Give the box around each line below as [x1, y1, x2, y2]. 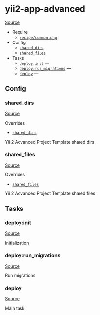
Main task [5, 305, 25, 311]
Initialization [5, 240, 29, 246]
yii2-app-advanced [5, 3, 85, 15]
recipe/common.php [19, 35, 57, 40]
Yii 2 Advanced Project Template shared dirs [5, 139, 95, 145]
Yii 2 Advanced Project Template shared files [5, 190, 96, 196]
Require [12, 29, 28, 35]
